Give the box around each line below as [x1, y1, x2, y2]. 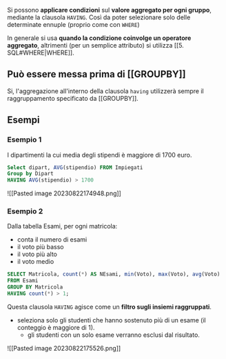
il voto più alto [17, 250, 57, 258]
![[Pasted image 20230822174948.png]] [7, 189, 122, 197]
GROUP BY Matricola [7, 284, 63, 291]
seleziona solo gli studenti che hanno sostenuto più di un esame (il [17, 316, 206, 324]
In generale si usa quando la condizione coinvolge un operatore [7, 34, 192, 42]
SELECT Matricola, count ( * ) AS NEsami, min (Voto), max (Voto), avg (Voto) [7, 271, 220, 278]
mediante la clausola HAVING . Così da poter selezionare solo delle [7, 13, 191, 21]
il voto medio [17, 258, 54, 266]
